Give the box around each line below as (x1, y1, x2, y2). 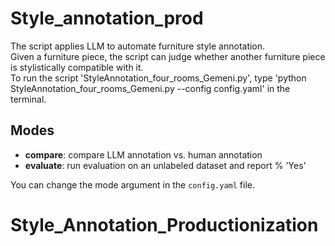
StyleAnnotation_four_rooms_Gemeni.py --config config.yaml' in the (10, 82, 291, 94)
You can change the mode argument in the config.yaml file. (10, 178, 256, 191)
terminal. (10, 93, 47, 105)
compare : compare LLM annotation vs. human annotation (24, 148, 263, 161)
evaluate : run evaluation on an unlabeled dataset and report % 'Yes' (24, 159, 307, 171)
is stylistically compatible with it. (10, 61, 144, 73)
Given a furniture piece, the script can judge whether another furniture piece (10, 50, 326, 62)
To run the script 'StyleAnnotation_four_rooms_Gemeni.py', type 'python (10, 72, 307, 84)
